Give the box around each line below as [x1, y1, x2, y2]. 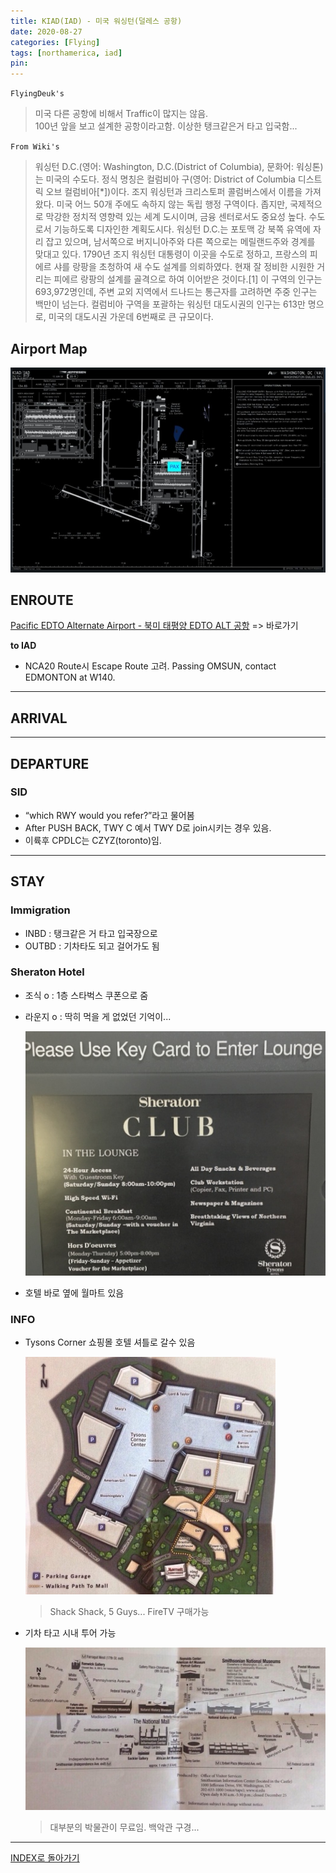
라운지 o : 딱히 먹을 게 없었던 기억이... [24, 1010, 172, 1022]
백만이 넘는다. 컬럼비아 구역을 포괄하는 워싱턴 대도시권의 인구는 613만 [34, 298, 306, 310]
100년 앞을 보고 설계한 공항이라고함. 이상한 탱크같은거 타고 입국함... [34, 120, 298, 132]
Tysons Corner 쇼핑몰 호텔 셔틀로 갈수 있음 [24, 1336, 196, 1348]
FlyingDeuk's [10, 89, 65, 99]
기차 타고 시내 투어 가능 [24, 1627, 117, 1639]
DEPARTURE [10, 755, 90, 772]
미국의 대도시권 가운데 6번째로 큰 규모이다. [48, 311, 214, 323]
